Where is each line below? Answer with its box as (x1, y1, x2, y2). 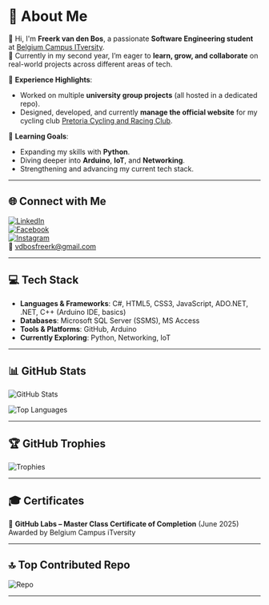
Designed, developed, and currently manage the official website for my (19, 107, 258, 117)
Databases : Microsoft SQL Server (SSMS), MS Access (19, 316, 200, 325)
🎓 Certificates (8, 494, 85, 507)
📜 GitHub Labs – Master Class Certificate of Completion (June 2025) (8, 519, 239, 528)
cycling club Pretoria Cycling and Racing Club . (19, 115, 173, 125)
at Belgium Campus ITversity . (8, 42, 105, 51)
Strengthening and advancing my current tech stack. (19, 163, 195, 173)
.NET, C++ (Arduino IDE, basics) (19, 307, 126, 317)
